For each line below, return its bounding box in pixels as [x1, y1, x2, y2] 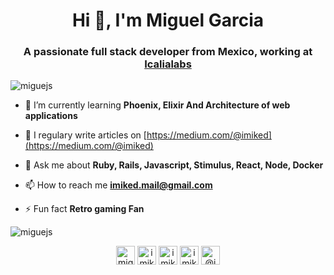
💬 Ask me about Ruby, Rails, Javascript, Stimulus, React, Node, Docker [24, 159, 324, 171]
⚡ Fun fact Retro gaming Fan [24, 203, 145, 215]
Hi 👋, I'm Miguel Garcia [71, 9, 265, 32]
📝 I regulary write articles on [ [24, 129, 147, 141]
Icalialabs [144, 57, 192, 71]
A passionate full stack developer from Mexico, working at [23, 45, 313, 59]
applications [24, 110, 78, 122]
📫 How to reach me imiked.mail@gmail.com [24, 179, 213, 191]
